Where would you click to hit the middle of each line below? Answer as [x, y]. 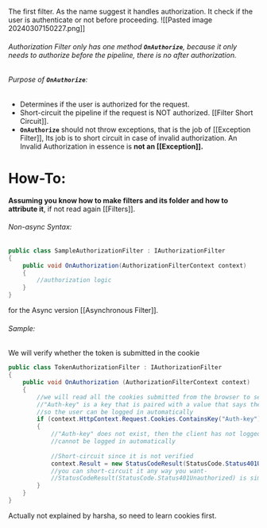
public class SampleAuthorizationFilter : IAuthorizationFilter [117, 251]
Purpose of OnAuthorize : [48, 79]
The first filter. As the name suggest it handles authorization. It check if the [130, 12]
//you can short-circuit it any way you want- [129, 471]
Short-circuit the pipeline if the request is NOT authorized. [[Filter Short [136, 112]
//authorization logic [74, 280]
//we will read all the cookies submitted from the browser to [143, 397]
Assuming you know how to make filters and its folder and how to [118, 200]
